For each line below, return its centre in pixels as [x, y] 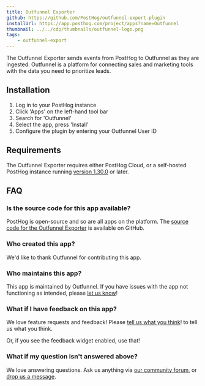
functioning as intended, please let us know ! [62, 293]
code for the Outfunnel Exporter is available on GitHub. [76, 228]
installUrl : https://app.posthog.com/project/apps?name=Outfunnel [93, 23]
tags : [13, 35]
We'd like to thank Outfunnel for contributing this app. [74, 257]
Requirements [34, 150]
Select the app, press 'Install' [52, 124]
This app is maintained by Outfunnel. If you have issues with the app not [97, 286]
